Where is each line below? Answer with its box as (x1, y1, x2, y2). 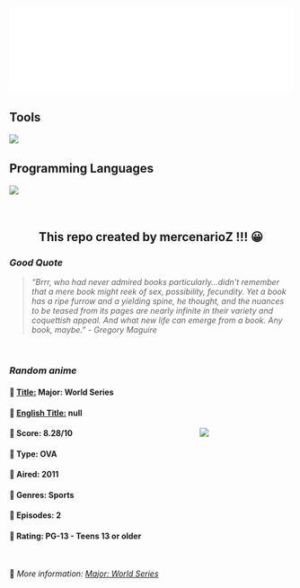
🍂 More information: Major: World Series (9, 568, 159, 579)
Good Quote (9, 256, 63, 269)
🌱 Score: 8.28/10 (9, 428, 74, 439)
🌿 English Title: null (9, 407, 83, 418)
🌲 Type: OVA (9, 448, 57, 459)
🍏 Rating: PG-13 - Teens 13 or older (9, 530, 142, 541)
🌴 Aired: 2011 (9, 469, 59, 480)
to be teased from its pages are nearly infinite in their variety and (31, 306, 274, 316)
